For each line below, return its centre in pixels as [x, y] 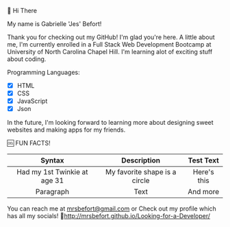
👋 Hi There [22, 11]
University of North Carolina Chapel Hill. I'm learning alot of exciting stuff [110, 52]
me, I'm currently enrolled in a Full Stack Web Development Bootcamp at [109, 44]
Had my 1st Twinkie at [52, 172]
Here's [203, 172]
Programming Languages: [43, 72]
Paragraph [52, 192]
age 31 [52, 180]
